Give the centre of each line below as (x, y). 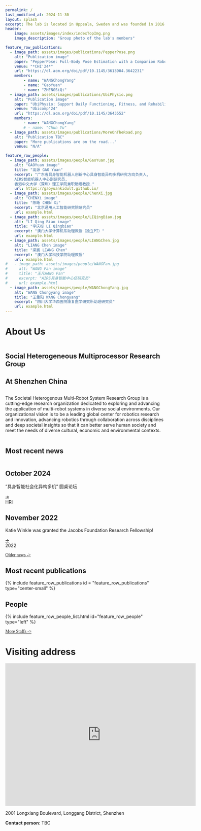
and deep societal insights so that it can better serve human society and (81, 425)
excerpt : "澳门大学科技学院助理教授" (50, 255)
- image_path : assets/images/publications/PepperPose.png (73, 52)
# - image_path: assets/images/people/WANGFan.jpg (62, 264)
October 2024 (28, 474)
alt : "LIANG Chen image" (41, 245)
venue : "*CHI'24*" (34, 66)
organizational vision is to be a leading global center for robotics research (82, 414)
